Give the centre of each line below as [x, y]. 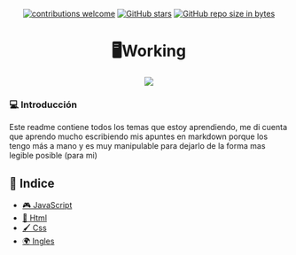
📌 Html [34, 218]
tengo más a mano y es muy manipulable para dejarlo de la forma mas [137, 146]
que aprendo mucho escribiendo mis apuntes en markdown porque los [139, 136]
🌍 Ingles [38, 241]
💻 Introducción [43, 104]
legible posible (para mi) [53, 156]
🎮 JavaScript [47, 205]
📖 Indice [32, 183]
